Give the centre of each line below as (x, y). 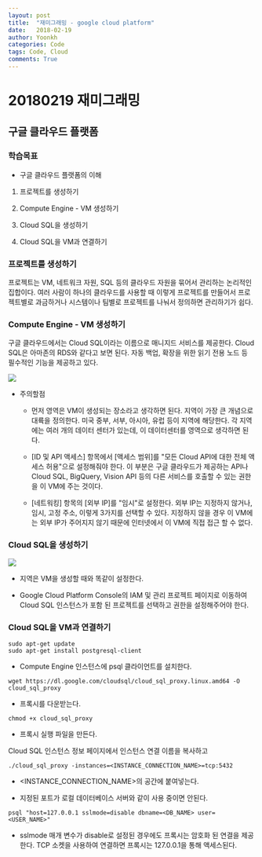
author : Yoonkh (33, 37)
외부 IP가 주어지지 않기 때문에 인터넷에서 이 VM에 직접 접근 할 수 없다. (146, 522)
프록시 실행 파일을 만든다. (58, 734)
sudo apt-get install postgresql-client (75, 650)
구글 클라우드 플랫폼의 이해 (60, 174)
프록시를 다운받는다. (50, 703)
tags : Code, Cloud (38, 52)
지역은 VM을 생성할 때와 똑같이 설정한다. (81, 578)
